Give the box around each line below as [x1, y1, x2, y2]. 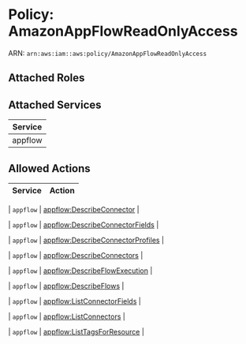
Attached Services [8, 98, 102, 111]
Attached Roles [8, 71, 85, 84]
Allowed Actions [8, 162, 91, 175]
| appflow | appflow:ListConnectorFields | [8, 296, 142, 305]
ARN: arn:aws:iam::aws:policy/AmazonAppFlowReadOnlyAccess [8, 48, 207, 58]
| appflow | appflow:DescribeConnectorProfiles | [8, 235, 164, 245]
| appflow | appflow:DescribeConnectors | [8, 250, 143, 260]
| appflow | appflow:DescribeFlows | [8, 281, 125, 290]
